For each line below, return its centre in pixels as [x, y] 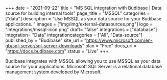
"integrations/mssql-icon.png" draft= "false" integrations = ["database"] [81, 30]
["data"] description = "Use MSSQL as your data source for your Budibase [83, 19]
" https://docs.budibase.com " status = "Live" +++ [57, 51]
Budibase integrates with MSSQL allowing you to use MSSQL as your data [83, 61]
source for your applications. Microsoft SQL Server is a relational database [84, 66]
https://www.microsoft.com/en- [120, 40]
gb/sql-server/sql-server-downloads [44, 46]
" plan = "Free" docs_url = [109, 46]
